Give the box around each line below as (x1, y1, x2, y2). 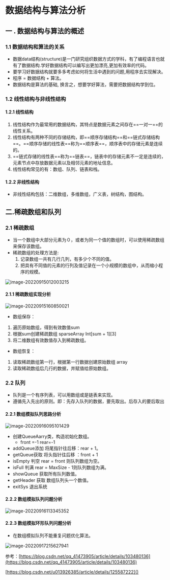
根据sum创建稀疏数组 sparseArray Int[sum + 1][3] (12, 331, 117, 337)
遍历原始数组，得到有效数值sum (12, 324, 80, 330)
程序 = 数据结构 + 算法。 (12, 75, 65, 81)
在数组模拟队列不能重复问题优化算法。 (12, 532, 93, 539)
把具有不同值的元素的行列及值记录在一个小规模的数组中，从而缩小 (20, 262, 159, 269)
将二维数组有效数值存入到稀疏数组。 (12, 337, 89, 343)
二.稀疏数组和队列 (5, 208, 62, 216)
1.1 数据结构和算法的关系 (5, 43, 65, 50)
